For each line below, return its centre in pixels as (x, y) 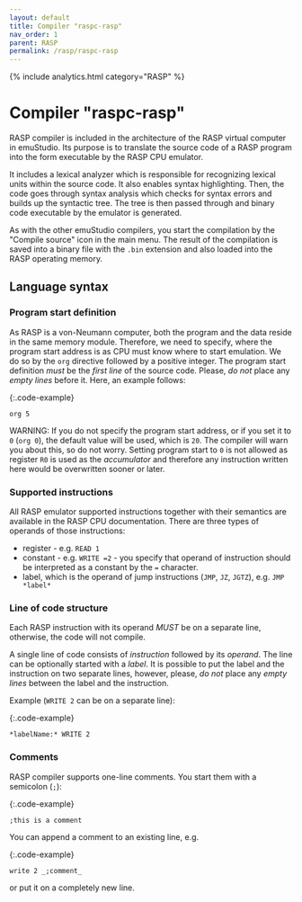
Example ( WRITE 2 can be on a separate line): (92, 701)
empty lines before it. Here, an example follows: (98, 380)
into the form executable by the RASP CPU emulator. (107, 157)
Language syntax (59, 287)
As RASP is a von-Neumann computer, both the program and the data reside (151, 332)
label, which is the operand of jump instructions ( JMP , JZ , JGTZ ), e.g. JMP (153, 577)
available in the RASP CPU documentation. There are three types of (134, 522)
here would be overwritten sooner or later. (87, 469)
